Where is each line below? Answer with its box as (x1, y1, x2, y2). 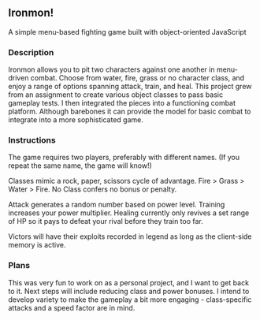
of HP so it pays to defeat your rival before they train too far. (8, 217, 203, 226)
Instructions (8, 135, 57, 146)
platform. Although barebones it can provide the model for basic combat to (8, 106, 251, 117)
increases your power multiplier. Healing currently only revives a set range (8, 208, 250, 218)
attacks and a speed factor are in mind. (8, 303, 136, 312)
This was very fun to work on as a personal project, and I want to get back (8, 277, 250, 287)
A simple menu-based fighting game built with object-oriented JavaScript (8, 27, 247, 36)
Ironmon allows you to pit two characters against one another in (8, 65, 215, 74)
